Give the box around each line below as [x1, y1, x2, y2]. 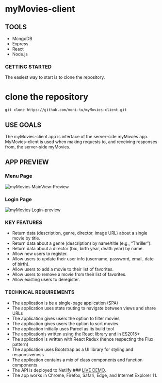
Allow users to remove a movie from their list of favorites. [12, 272, 127, 277]
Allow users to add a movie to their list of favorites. [12, 266, 114, 272]
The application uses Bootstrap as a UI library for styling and [12, 347, 133, 352]
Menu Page [5, 173, 32, 180]
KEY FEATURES [5, 219, 43, 226]
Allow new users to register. [12, 251, 68, 256]
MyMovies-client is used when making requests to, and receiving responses [5, 139, 158, 145]
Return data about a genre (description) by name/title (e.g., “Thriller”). [12, 240, 152, 246]
